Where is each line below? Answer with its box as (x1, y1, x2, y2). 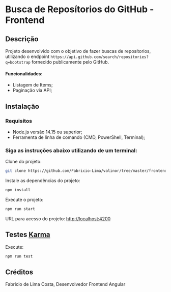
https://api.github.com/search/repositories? (50, 54, 149, 60)
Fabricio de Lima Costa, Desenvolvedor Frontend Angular (5, 281, 126, 287)
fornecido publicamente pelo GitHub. (31, 59, 109, 65)
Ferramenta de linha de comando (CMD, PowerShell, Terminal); (12, 134, 145, 140)
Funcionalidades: (5, 70, 43, 77)
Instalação (5, 102, 40, 110)
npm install (5, 187, 31, 193)
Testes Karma (5, 230, 50, 239)
